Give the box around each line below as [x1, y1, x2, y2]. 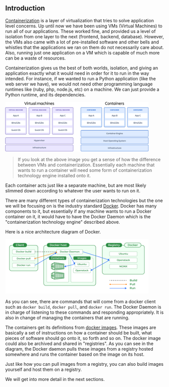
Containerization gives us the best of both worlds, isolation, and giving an [5, 65, 158, 71]
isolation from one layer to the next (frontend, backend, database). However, [5, 33, 164, 39]
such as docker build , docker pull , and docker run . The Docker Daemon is [5, 304, 161, 310]
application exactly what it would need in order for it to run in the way [5, 70, 149, 76]
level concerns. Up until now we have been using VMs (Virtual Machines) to [5, 23, 162, 29]
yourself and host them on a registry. [5, 366, 82, 373]
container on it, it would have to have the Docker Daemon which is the [5, 214, 151, 220]
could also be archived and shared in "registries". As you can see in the [5, 341, 154, 347]
